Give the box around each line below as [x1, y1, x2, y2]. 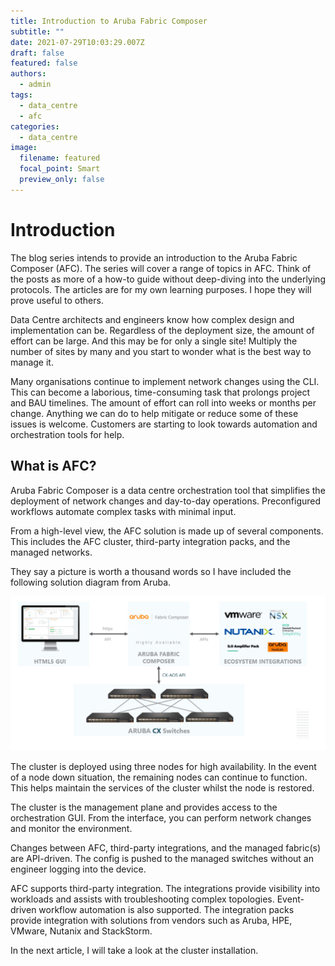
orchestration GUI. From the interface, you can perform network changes [10, 812, 312, 824]
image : [10, 143, 38, 153]
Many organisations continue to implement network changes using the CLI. [10, 375, 320, 387]
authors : [10, 69, 47, 79]
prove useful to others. [10, 294, 104, 306]
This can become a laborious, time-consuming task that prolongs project [10, 386, 311, 398]
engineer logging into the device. [10, 863, 147, 875]
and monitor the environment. [10, 823, 133, 835]
